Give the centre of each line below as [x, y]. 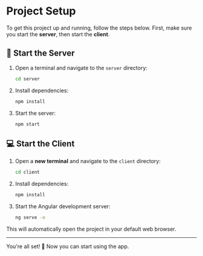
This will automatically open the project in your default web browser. [91, 229]
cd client [27, 172]
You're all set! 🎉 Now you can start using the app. [68, 246]
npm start [27, 124]
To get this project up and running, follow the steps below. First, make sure [99, 28]
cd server [27, 79]
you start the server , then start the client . [58, 34]
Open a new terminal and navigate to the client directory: [88, 161]
